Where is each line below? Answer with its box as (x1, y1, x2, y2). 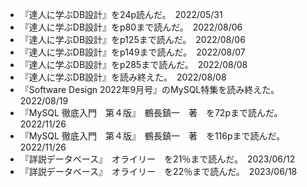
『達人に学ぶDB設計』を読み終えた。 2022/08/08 (19, 71, 227, 83)
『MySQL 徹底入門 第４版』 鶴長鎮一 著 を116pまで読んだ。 (19, 130, 282, 142)
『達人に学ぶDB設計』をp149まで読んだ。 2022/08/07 (19, 46, 246, 58)
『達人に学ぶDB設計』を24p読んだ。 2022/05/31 (19, 9, 223, 20)
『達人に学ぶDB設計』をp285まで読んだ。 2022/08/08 (19, 59, 248, 70)
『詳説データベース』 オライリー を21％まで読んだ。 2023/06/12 (19, 153, 296, 165)
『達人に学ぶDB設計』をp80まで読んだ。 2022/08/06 (19, 21, 243, 33)
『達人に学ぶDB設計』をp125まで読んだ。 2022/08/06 (19, 34, 246, 45)
